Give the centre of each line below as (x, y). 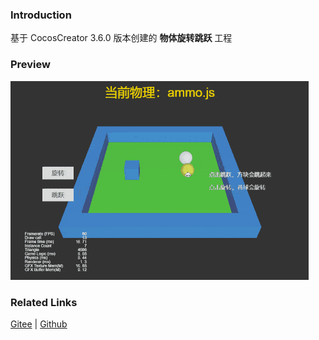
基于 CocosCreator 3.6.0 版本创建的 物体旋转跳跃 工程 (121, 38)
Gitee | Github (39, 324)
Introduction (41, 15)
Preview (30, 65)
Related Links (44, 302)
